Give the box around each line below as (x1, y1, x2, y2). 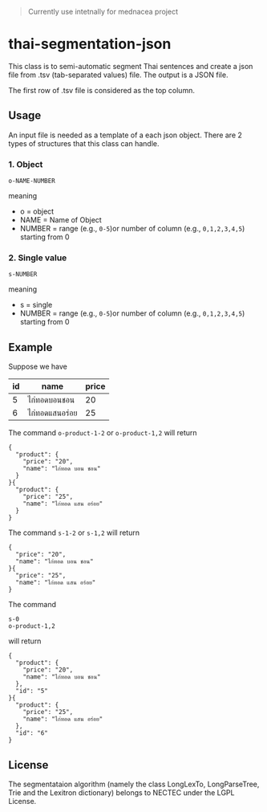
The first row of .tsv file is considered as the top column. (8, 85, 195, 95)
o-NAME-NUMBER (8, 177, 56, 186)
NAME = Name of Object (19, 215, 102, 225)
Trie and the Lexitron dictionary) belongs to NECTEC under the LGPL (8, 787, 235, 798)
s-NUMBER (8, 271, 38, 279)
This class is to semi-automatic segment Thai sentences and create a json (8, 61, 253, 71)
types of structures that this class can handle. (8, 138, 160, 148)
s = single (19, 300, 53, 310)
